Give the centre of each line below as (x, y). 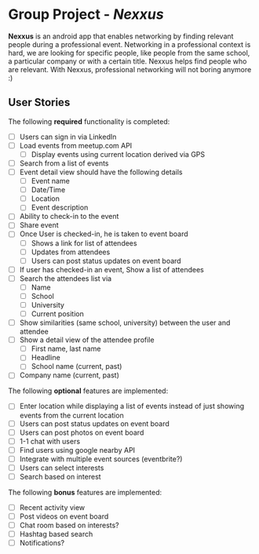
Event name (51, 181)
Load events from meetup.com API (76, 145)
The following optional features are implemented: (88, 391)
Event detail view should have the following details (101, 172)
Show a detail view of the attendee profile (87, 340)
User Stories (39, 102)
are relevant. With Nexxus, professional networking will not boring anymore (130, 69)
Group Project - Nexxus (86, 15)
